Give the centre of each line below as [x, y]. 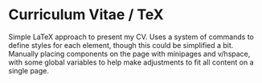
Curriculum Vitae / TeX [86, 15]
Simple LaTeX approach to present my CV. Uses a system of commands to [131, 37]
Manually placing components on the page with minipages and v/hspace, [129, 53]
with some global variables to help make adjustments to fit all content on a [131, 62]
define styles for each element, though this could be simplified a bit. [121, 45]
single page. [29, 70]
